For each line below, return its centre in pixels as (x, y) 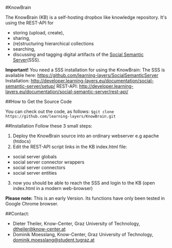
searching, (24, 49)
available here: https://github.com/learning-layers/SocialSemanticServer (82, 75)
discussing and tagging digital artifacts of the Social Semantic (78, 54)
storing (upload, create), (38, 33)
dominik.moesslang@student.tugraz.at (54, 240)
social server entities (35, 173)
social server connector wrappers (49, 162)
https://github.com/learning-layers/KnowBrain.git (61, 116)
